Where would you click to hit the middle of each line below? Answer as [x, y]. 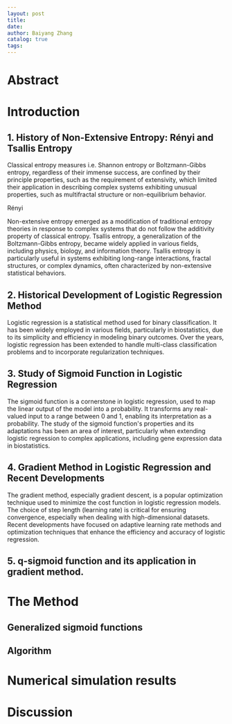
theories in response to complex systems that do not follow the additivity [111, 229]
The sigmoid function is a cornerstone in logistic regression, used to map [111, 401]
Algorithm [29, 651]
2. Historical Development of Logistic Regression [115, 295]
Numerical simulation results [92, 681]
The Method [43, 602]
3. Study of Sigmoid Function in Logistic [95, 374]
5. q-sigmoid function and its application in [102, 561]
